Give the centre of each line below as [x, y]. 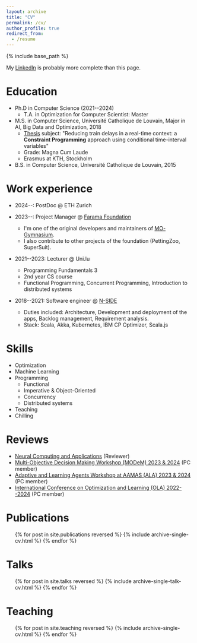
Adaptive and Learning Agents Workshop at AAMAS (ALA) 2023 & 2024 [103, 475]
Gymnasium [38, 235]
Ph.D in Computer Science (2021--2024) [64, 108]
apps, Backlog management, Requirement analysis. [86, 318]
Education [32, 92]
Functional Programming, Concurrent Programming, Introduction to [106, 283]
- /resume [23, 39]
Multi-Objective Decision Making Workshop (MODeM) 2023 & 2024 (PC [103, 462]
